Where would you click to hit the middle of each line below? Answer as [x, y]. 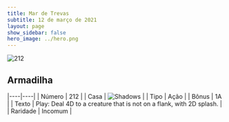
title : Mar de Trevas [38, 13]
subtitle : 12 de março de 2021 [52, 20]
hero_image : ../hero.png [43, 39]
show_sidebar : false [37, 33]
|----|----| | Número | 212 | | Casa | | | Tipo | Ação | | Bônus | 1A [114, 96]
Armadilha [30, 80]
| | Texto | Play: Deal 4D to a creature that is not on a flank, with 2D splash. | [115, 103]
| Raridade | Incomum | [40, 111]
